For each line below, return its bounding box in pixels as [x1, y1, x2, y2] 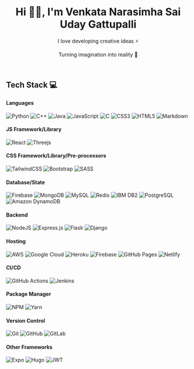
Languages [6, 99, 34, 106]
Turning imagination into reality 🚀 [58, 51, 138, 58]
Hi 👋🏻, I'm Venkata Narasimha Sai [15, 5, 181, 19]
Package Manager [6, 291, 51, 298]
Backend [6, 211, 28, 218]
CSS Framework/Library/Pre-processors [6, 152, 106, 159]
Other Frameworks [6, 343, 53, 350]
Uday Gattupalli [60, 18, 137, 31]
